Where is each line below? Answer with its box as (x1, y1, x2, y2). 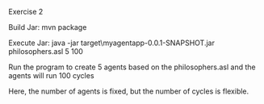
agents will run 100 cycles (8, 71, 94, 80)
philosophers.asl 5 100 (8, 47, 83, 56)
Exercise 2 (8, 7, 44, 16)
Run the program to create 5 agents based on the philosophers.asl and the (8, 62, 256, 72)
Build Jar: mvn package (8, 23, 87, 31)
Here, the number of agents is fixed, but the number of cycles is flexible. (8, 86, 249, 96)
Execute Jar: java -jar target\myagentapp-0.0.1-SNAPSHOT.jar (8, 38, 216, 48)
